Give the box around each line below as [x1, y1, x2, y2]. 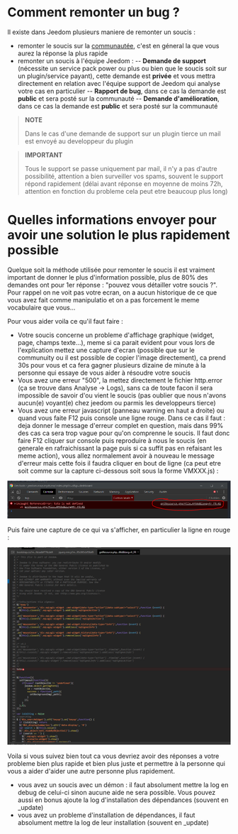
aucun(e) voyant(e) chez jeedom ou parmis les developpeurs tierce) [17, 398, 216, 407]
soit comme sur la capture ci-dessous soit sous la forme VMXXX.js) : [17, 466, 219, 475]
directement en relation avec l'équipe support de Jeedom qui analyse [17, 79, 221, 87]
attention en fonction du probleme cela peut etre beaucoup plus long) [24, 187, 228, 195]
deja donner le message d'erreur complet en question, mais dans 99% [17, 421, 224, 429]
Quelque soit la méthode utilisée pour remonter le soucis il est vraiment [7, 265, 215, 274]
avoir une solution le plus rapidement [7, 227, 230, 243]
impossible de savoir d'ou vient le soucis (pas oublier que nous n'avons [17, 391, 227, 400]
